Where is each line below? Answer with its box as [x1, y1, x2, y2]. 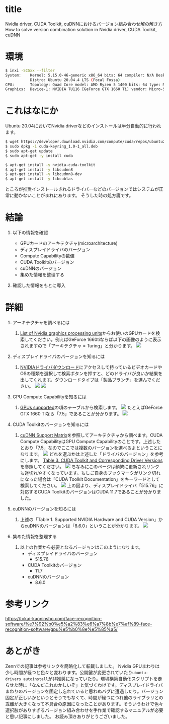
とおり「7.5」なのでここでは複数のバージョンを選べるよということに [20, 445, 162, 451]
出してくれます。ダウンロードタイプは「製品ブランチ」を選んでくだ [20, 377, 160, 383]
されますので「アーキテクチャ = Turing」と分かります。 [20, 343, 135, 349]
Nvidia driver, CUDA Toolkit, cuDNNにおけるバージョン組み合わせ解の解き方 [5, 21, 162, 27]
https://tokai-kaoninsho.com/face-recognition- [5, 616, 102, 621]
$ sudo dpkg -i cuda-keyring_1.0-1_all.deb [5, 144, 98, 149]
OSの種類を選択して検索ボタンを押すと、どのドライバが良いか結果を [20, 371, 163, 377]
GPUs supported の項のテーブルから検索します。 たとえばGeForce [20, 404, 163, 411]
